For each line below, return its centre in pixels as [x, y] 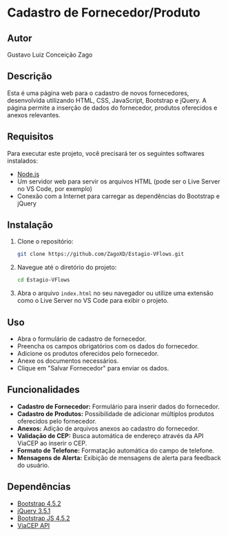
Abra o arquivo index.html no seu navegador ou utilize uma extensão [115, 293]
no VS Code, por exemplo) [55, 188]
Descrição [30, 76]
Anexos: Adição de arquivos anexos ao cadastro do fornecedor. [108, 428]
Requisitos [30, 137]
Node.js [28, 174]
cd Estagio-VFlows [43, 280]
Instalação [30, 225]
